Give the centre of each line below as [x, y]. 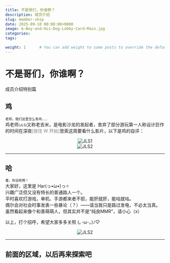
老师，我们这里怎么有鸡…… [27, 119]
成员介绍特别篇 [21, 89]
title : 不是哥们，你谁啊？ [30, 10]
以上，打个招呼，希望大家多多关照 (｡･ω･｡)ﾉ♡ [53, 222]
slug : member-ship [25, 19]
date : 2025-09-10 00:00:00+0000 [39, 24]
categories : [18, 33]
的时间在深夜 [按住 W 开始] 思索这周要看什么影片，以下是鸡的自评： [75, 131]
